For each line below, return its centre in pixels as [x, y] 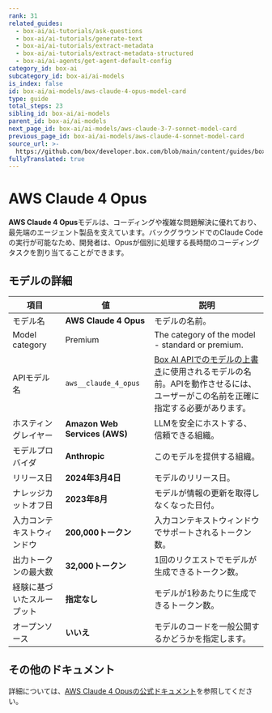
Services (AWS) [96, 434]
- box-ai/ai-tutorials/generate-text [79, 38]
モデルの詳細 [40, 280]
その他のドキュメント [62, 670]
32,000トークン [96, 566]
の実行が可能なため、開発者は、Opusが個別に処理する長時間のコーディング [134, 243]
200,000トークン [98, 533]
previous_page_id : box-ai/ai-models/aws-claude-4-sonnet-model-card [126, 136]
